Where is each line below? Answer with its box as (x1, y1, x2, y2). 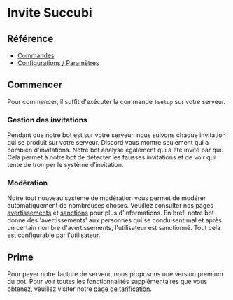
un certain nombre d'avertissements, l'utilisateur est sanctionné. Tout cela (7, 224, 221, 232)
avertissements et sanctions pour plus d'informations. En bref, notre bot (7, 208, 215, 217)
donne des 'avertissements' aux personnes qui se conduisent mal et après (7, 216, 222, 224)
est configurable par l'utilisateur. (7, 231, 101, 239)
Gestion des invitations (7, 115, 87, 124)
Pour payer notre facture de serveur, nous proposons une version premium (7, 270, 224, 278)
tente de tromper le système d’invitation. (7, 161, 124, 169)
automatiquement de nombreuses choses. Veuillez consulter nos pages (7, 201, 214, 210)
